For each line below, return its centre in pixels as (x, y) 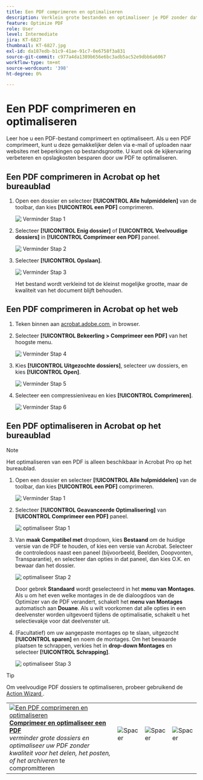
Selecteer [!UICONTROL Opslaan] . (58, 260)
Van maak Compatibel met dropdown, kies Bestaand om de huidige (100, 539)
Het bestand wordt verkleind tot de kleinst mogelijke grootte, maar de (101, 284)
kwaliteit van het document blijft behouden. (69, 290)
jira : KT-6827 (24, 40)
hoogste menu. (34, 342)
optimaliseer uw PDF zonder (50, 746)
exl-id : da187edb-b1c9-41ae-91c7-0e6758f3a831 (66, 51)
